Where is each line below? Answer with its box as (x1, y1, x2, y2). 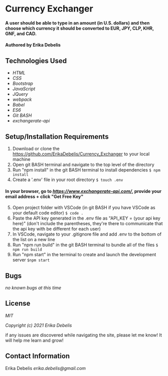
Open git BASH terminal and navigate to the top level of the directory (12, 161, 154, 167)
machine (12, 156, 31, 162)
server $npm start (12, 257, 50, 263)
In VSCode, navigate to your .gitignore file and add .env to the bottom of (12, 231, 162, 237)
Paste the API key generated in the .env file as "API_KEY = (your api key (12, 215, 160, 221)
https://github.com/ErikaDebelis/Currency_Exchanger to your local (12, 151, 150, 157)
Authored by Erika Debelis (5, 42, 61, 48)
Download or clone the (12, 146, 60, 151)
